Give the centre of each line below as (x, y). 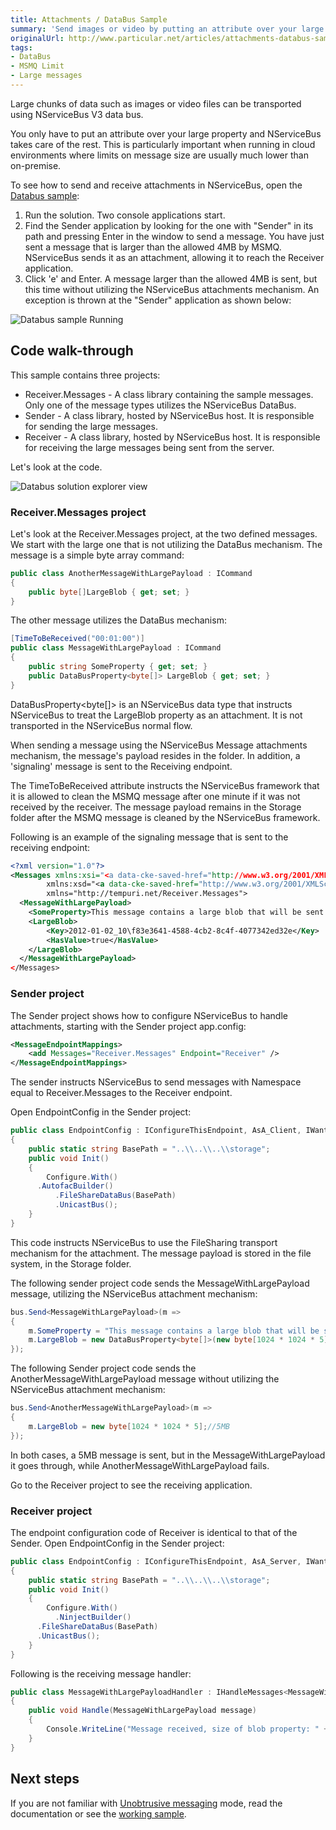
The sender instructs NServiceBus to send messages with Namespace (156, 1082)
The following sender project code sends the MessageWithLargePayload (160, 1283)
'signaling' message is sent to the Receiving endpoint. (121, 766)
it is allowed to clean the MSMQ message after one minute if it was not (155, 796)
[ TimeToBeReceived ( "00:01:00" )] (77, 639)
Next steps (45, 1779)
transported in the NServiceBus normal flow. (101, 725)
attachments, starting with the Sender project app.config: (128, 1026)
